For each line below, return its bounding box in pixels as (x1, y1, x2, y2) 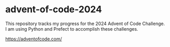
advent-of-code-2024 (5, 4, 102, 15)
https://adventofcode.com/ (5, 36, 62, 42)
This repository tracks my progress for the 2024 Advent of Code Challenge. (5, 20, 165, 27)
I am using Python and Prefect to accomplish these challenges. (5, 26, 138, 32)
